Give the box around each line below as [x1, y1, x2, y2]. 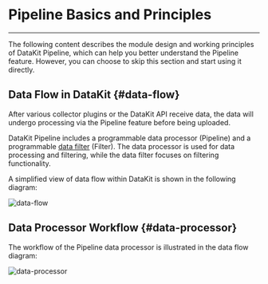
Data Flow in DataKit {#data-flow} [8, 88, 180, 101]
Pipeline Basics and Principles [8, 6, 212, 24]
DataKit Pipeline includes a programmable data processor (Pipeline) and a [8, 133, 251, 143]
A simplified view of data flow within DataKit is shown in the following [8, 174, 237, 183]
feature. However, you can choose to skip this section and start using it [8, 56, 242, 65]
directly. [8, 65, 35, 74]
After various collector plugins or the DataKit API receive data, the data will [8, 109, 254, 119]
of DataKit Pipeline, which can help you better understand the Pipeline [8, 48, 239, 57]
